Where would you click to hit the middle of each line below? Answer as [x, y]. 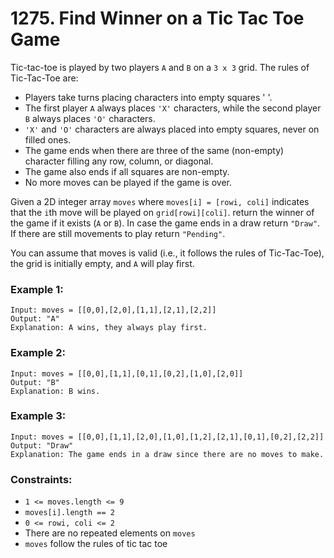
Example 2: [38, 353]
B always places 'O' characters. [90, 118]
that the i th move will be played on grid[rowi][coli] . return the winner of [162, 212]
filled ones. [48, 139]
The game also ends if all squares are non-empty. [127, 171]
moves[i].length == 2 [69, 513]
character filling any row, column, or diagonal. [119, 161]
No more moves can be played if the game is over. [128, 182]
